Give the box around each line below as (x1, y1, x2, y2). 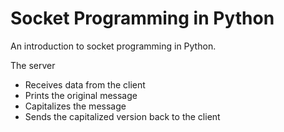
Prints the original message (24, 89, 138, 101)
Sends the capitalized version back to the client (24, 110, 221, 122)
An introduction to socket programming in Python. (10, 40, 217, 52)
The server (10, 59, 56, 71)
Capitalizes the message (24, 100, 127, 112)
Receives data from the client (24, 78, 146, 91)
